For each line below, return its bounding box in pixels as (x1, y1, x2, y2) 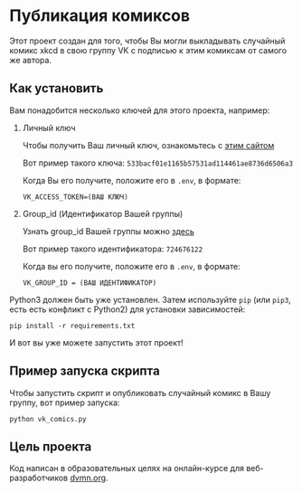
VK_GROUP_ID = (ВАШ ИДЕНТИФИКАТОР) (22, 278, 157, 288)
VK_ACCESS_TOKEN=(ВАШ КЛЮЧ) (22, 192, 128, 202)
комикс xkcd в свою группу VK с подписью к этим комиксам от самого (9, 44, 288, 55)
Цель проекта (9, 439, 92, 454)
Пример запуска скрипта (9, 364, 160, 379)
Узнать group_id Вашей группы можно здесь (22, 225, 194, 236)
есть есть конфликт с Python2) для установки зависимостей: (9, 304, 246, 315)
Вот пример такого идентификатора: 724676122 (22, 243, 203, 254)
